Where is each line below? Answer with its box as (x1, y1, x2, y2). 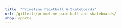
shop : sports (5, 16, 32, 20)
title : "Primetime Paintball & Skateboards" (5, 7, 97, 12)
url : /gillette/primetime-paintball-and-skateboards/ (5, 11, 117, 16)
